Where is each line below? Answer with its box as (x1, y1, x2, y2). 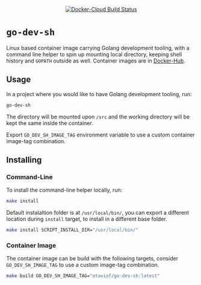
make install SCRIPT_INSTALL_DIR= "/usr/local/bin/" (6, 227, 138, 233)
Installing (6, 155, 42, 165)
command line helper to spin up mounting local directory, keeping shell (6, 51, 182, 58)
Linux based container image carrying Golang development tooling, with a (6, 44, 190, 51)
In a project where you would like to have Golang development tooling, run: (6, 90, 192, 97)
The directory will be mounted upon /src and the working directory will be (6, 113, 190, 120)
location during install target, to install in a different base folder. (6, 215, 167, 222)
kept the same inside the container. (6, 119, 93, 126)
